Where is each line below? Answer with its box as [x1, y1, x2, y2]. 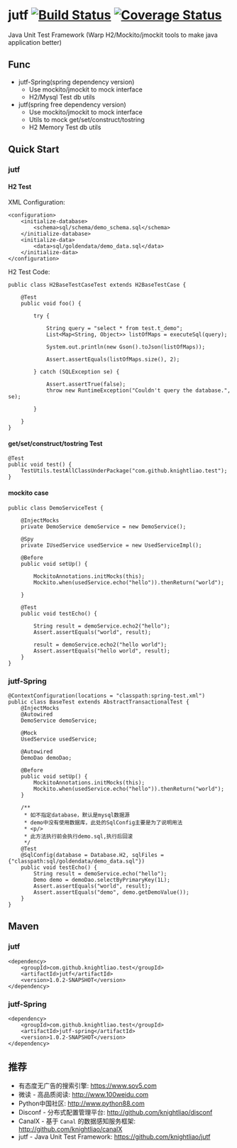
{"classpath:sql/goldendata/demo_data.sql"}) [8, 858, 145, 865]
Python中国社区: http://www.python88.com [18, 1099, 145, 1108]
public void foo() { [21, 300, 82, 307]
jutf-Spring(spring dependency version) [18, 77, 135, 86]
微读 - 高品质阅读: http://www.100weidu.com [18, 1090, 149, 1098]
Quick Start [8, 143, 60, 155]
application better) [8, 38, 62, 46]
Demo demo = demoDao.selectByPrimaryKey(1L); [33, 876, 171, 883]
